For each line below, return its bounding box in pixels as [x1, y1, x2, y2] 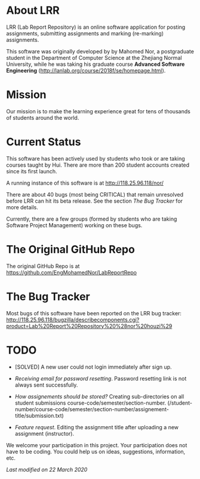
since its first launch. [6, 167, 58, 174]
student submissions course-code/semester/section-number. [14, 399, 167, 406]
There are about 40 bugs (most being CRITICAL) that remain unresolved [6, 191, 184, 198]
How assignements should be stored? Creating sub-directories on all [14, 393, 184, 400]
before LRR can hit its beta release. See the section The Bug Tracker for [6, 197, 183, 204]
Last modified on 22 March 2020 [6, 466, 88, 473]
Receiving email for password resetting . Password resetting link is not [14, 375, 187, 382]
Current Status [6, 135, 81, 149]
